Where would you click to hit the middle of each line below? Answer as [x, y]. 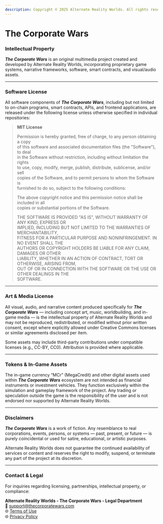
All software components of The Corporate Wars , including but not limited [80, 102]
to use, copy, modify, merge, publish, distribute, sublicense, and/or [84, 167]
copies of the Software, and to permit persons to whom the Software [86, 178]
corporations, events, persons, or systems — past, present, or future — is [78, 434]
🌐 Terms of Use [21, 511]
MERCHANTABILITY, [38, 233]
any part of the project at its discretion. [44, 458]
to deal [24, 152]
